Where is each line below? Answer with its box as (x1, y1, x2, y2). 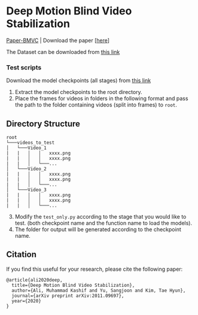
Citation (6, 250, 37, 260)
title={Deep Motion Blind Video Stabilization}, (11, 282, 135, 288)
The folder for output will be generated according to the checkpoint (14, 226, 181, 233)
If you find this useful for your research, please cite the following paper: (6, 265, 183, 272)
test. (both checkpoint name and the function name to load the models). (14, 220, 193, 227)
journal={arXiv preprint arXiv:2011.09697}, (11, 292, 124, 299)
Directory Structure (6, 119, 81, 129)
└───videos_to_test (6, 140, 55, 146)
